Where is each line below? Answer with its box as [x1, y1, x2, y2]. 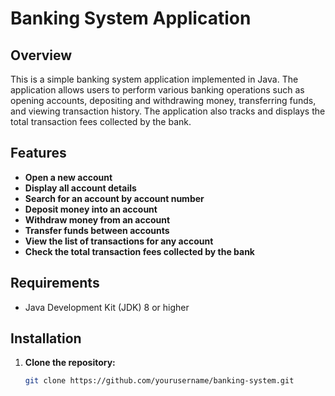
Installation [10, 330, 82, 347]
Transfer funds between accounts [24, 224, 170, 236]
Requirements [10, 275, 100, 292]
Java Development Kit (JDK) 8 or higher [24, 301, 190, 313]
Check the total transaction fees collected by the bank [24, 245, 255, 257]
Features [10, 145, 67, 162]
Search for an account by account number [24, 192, 205, 204]
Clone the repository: [24, 357, 116, 369]
